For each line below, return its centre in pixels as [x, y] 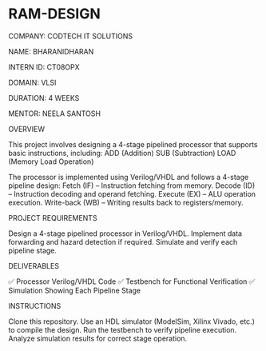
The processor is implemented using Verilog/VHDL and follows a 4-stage [129, 177]
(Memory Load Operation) [51, 162]
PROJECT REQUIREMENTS [53, 217]
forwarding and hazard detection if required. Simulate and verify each [123, 241]
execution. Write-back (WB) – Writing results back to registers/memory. [126, 202]
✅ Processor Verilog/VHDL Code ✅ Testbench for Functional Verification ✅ [132, 281]
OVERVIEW [27, 129]
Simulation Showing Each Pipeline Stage [75, 290]
